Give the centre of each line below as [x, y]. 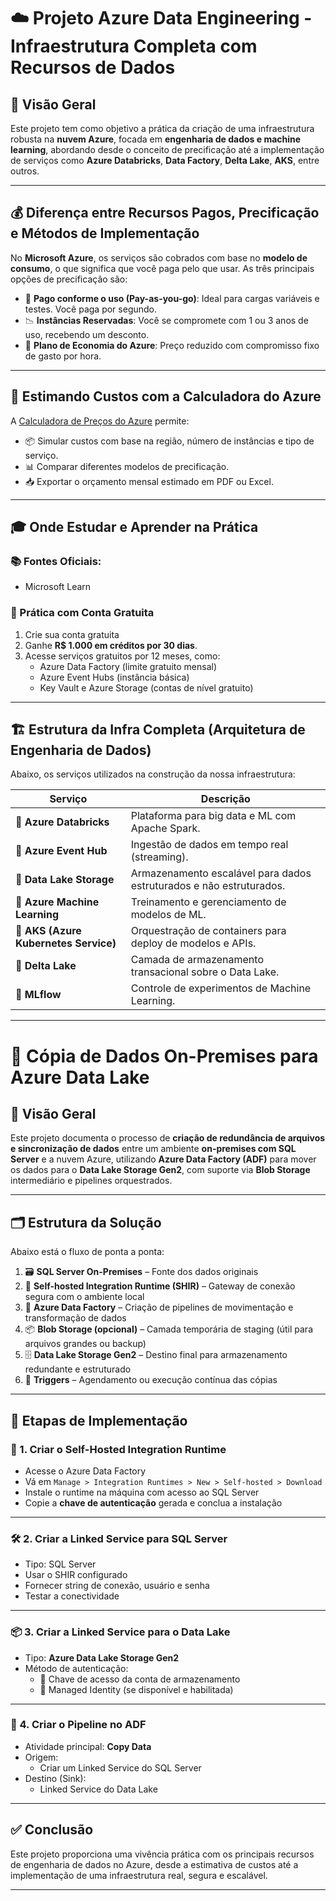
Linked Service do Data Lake [98, 1789]
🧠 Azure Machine [57, 902]
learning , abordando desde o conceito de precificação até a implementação [167, 149]
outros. [25, 171]
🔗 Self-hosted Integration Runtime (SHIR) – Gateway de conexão [160, 1286]
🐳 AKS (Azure [48, 931]
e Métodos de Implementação [105, 233]
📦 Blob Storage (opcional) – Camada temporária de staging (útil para [168, 1329]
